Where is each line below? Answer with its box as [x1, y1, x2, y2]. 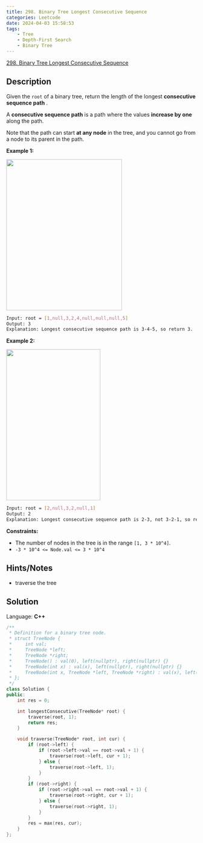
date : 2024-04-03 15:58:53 [6, 20, 74, 26]
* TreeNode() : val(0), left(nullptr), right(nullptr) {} [8, 658, 169, 664]
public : [6, 692, 26, 698]
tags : [6, 25, 20, 32]
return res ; [28, 720, 59, 726]
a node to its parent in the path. [6, 135, 85, 143]
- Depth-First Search [17, 37, 71, 43]
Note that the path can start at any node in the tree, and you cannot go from [6, 129, 196, 136]
